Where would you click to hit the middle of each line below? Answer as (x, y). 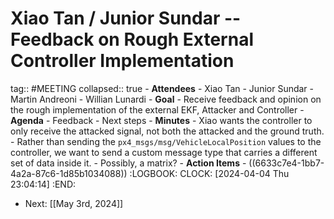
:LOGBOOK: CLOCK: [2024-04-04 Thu (209, 173)
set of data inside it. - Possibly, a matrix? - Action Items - (128, 163)
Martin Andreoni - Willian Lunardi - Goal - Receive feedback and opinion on (166, 99)
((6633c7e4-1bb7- (286, 163)
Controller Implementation (122, 61)
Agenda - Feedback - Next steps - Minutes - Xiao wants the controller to (161, 120)
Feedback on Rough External (132, 39)
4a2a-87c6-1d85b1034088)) (69, 173)
